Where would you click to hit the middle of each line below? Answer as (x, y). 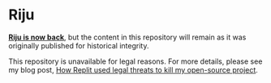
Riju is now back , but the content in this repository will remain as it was (127, 37)
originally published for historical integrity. (79, 45)
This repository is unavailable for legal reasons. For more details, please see (135, 61)
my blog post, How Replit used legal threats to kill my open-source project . (133, 69)
